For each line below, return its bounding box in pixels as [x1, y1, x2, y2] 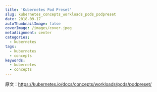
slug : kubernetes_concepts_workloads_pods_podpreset [5, 12, 116, 17]
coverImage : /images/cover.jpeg [5, 26, 72, 31]
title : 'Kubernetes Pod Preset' [5, 7, 72, 12]
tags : [5, 44, 16, 49]
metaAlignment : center [5, 30, 52, 35]
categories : [5, 35, 30, 40]
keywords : [5, 58, 26, 63]
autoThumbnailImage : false [5, 21, 61, 26]
